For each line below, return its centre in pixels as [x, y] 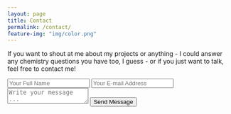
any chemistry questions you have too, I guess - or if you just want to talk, [116, 62]
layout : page [27, 14]
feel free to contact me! [42, 69]
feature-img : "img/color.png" [52, 34]
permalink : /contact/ [39, 27]
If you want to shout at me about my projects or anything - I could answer [115, 54]
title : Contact [30, 21]
